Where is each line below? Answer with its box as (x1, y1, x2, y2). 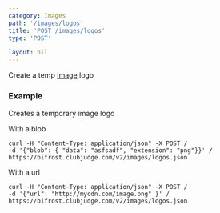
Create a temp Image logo (8, 70, 94, 80)
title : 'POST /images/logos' (8, 26, 106, 34)
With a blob (8, 124, 46, 134)
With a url (8, 167, 40, 177)
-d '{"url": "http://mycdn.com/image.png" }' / (8, 190, 170, 199)
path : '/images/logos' (8, 19, 84, 27)
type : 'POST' (8, 34, 52, 42)
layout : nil (8, 49, 48, 57)
